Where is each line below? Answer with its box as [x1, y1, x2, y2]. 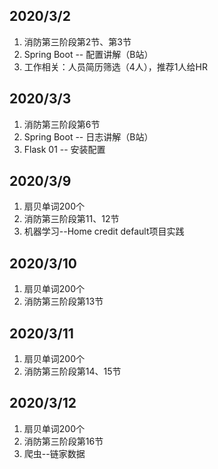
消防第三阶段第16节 [23, 435, 104, 447]
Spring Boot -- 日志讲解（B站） [23, 130, 154, 143]
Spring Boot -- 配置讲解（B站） [23, 48, 154, 60]
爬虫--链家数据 [23, 447, 86, 459]
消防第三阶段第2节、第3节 [23, 35, 132, 48]
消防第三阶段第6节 [23, 118, 101, 130]
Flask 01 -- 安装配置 [23, 143, 106, 155]
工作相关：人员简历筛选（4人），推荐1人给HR [23, 60, 208, 73]
